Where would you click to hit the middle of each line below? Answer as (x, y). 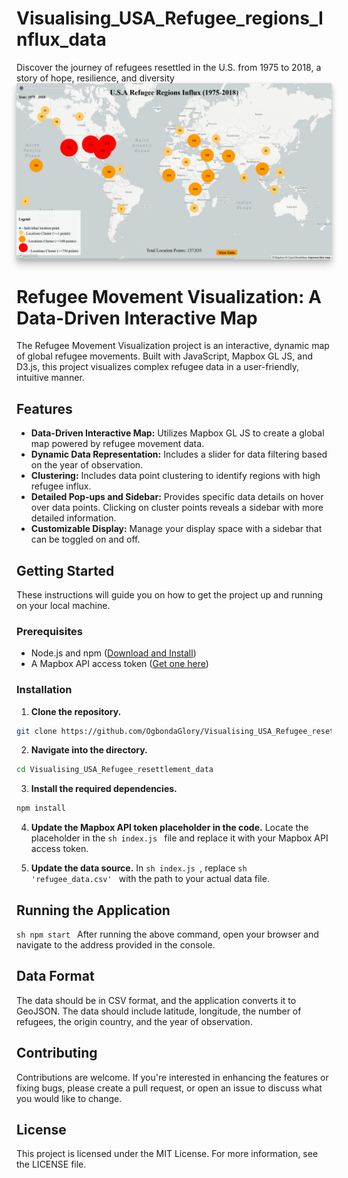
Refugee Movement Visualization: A (169, 296)
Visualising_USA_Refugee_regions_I (170, 18)
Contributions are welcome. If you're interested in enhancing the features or (172, 1077)
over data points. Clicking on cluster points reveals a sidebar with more (177, 508)
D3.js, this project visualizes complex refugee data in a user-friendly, (158, 367)
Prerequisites (49, 631)
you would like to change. (69, 1098)
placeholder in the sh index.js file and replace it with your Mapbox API (179, 838)
